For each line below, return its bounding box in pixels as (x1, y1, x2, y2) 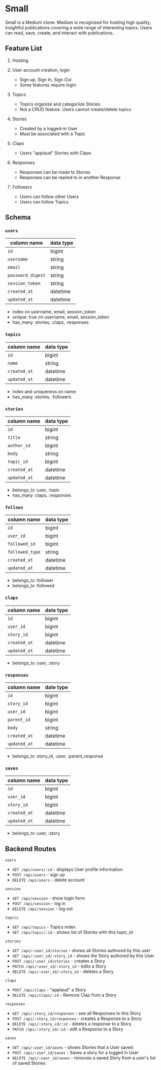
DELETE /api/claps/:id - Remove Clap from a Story (12, 992, 117, 998)
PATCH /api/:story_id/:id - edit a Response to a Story (12, 1026, 124, 1032)
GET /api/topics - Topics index (12, 924, 76, 930)
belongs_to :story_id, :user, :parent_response (12, 753, 103, 759)
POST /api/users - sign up (12, 872, 65, 878)
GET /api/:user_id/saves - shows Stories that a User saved (12, 1044, 133, 1050)
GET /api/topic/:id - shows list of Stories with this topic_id (12, 929, 133, 935)
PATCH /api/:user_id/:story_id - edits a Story (12, 964, 107, 969)
